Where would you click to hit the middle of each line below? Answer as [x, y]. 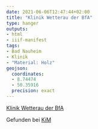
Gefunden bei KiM [29, 119]
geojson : [17, 68]
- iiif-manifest [26, 40]
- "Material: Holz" [31, 62]
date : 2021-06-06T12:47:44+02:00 [48, 12]
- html [14, 35]
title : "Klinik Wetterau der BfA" [50, 18]
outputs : [17, 29]
